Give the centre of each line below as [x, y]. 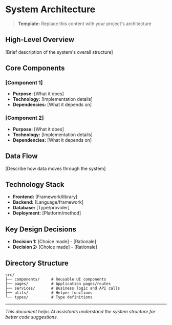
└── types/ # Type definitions [49, 297]
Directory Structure [37, 263]
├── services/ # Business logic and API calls [63, 288]
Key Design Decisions [41, 229]
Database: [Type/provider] [41, 208]
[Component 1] [24, 83]
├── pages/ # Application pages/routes [58, 284]
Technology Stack [35, 185]
